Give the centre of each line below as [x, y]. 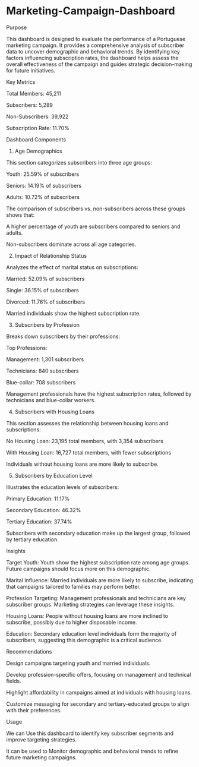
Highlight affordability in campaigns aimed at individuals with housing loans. [99, 692]
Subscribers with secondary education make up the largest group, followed [98, 533]
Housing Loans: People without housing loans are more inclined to [87, 616]
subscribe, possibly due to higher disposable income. [72, 622]
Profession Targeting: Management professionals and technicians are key [96, 598]
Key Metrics [21, 82]
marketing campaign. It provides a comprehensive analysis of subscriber [95, 45]
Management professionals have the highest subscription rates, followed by [99, 394]
